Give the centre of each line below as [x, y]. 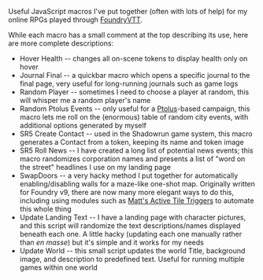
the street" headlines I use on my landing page [95, 167]
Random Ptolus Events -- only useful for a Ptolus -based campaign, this [135, 109]
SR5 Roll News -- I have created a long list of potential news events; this [136, 150]
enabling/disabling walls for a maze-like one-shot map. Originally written [137, 184]
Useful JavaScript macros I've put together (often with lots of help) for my [128, 11]
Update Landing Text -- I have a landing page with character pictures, [133, 217]
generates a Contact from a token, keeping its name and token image [131, 142]
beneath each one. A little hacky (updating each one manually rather [131, 234]
